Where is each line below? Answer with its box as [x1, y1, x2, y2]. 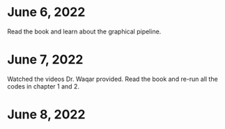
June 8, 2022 [7, 107, 86, 123]
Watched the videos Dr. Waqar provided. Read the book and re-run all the [7, 75, 218, 83]
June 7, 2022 [7, 52, 84, 68]
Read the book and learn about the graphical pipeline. [7, 27, 162, 36]
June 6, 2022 [7, 4, 86, 20]
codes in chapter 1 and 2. [7, 82, 80, 91]
